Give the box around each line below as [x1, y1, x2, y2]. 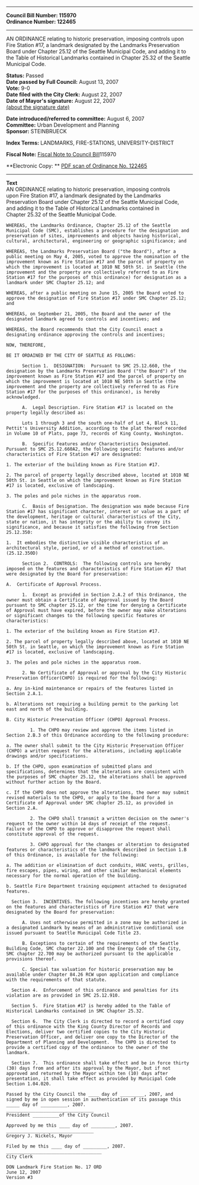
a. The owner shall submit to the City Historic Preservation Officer [6, 743, 184, 749]
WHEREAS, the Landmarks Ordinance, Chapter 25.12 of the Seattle [6, 222, 171, 228]
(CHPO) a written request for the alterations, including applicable [6, 748, 182, 754]
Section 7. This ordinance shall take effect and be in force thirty [11, 1060, 190, 1066]
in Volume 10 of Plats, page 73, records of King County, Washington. [6, 430, 184, 436]
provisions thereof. [6, 956, 57, 962]
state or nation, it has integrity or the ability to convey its [6, 519, 171, 525]
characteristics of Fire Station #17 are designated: [6, 451, 142, 457]
